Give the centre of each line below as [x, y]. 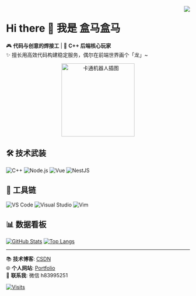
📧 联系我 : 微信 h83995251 [37, 276]
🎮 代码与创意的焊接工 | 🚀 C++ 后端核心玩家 [59, 46]
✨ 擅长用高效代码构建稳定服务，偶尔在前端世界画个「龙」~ [77, 54]
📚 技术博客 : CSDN [29, 259]
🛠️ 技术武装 [26, 154]
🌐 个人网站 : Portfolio [31, 268]
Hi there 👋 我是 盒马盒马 [63, 28]
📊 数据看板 [26, 224]
